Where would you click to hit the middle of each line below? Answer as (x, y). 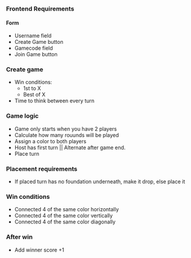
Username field (33, 36)
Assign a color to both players (50, 141)
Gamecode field (34, 48)
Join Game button (36, 54)
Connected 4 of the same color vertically (63, 216)
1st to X (32, 88)
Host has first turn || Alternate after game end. (70, 147)
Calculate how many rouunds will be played (67, 135)
